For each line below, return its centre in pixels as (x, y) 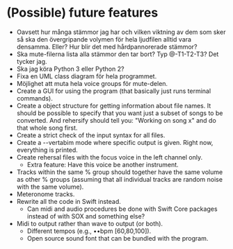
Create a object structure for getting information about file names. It (114, 105)
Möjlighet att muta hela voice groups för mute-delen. (92, 83)
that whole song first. (47, 128)
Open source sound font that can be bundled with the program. (118, 238)
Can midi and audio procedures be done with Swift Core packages (122, 209)
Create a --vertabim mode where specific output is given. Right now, (115, 142)
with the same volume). (50, 187)
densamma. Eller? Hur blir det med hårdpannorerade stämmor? (107, 46)
